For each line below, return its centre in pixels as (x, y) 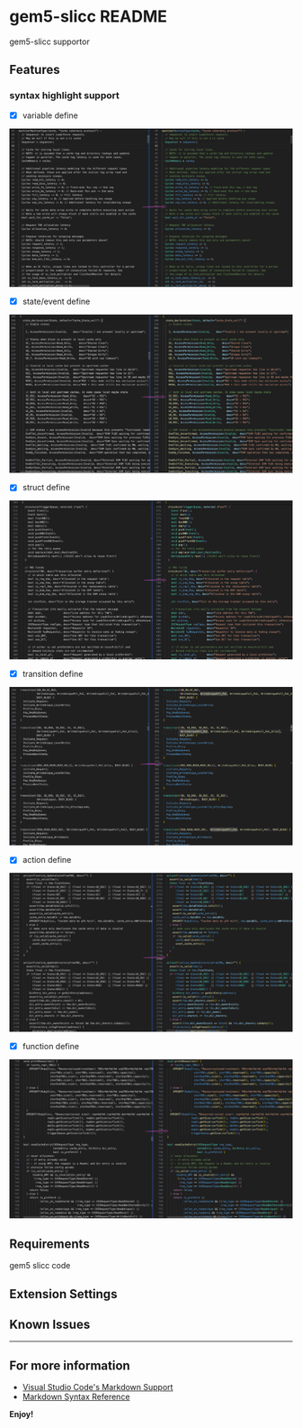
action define (47, 860)
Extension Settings (63, 1294)
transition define (53, 674)
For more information (70, 1365)
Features (35, 70)
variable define (50, 115)
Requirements (49, 1244)
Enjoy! (22, 1414)
